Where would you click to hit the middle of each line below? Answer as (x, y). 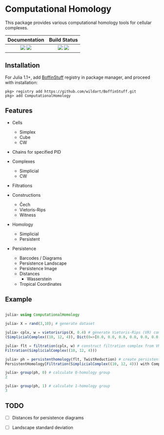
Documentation (26, 40)
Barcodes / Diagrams (41, 258)
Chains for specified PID (37, 152)
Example (19, 299)
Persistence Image (38, 268)
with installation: (21, 82)
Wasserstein (39, 279)
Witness (28, 215)
